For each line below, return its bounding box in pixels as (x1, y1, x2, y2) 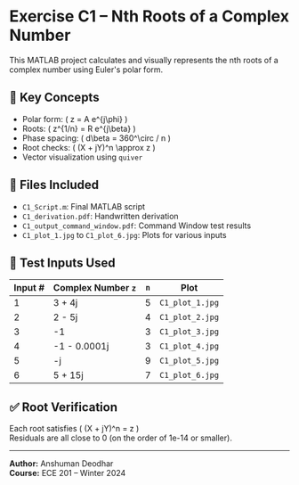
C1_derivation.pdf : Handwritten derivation (21, 210, 180, 221)
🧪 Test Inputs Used (9, 255, 116, 270)
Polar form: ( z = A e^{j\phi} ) (21, 113, 128, 124)
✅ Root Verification (9, 399, 118, 415)
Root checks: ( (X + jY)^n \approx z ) (21, 142, 156, 152)
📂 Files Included (9, 177, 100, 193)
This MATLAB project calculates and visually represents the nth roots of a (9, 54, 279, 65)
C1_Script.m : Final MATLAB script (21, 201, 145, 211)
